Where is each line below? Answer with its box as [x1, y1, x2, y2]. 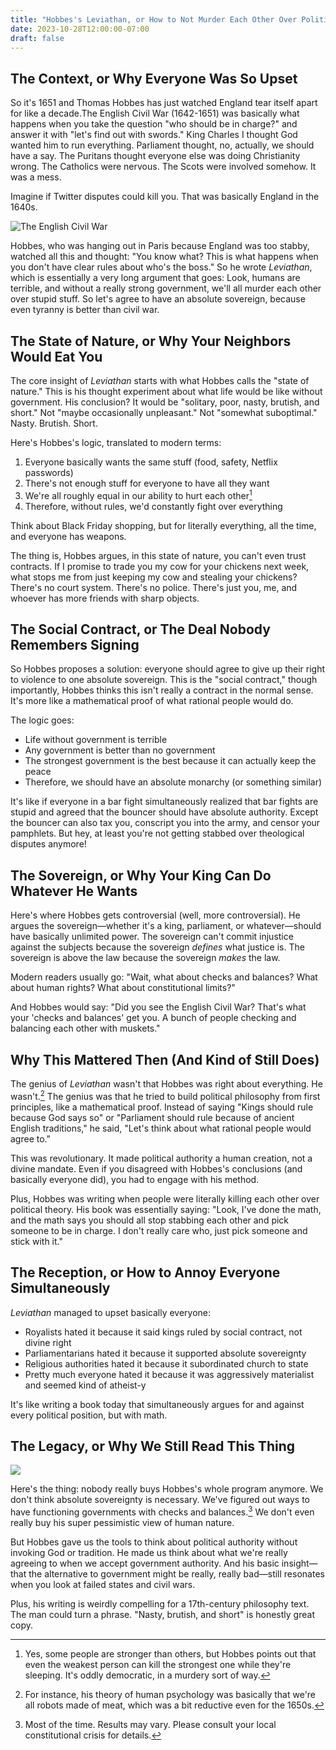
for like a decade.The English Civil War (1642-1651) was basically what [10, 107, 300, 120]
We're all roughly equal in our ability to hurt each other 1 [24, 488, 253, 501]
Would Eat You [10, 348, 103, 365]
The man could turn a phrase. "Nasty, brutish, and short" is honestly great [10, 1609, 315, 1621]
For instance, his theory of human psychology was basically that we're [24, 1689, 317, 1701]
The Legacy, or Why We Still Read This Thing [10, 1437, 296, 1455]
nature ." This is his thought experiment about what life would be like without [10, 386, 323, 397]
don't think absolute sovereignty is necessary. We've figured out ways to [10, 1494, 310, 1506]
